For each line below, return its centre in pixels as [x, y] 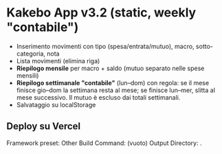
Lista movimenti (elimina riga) [58, 60]
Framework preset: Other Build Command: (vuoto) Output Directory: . [104, 143]
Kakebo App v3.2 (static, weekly [101, 13]
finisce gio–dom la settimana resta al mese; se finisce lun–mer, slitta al [116, 90]
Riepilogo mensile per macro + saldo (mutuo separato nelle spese [110, 68]
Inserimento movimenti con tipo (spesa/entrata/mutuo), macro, [105, 46]
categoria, [31, 54]
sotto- [204, 46]
